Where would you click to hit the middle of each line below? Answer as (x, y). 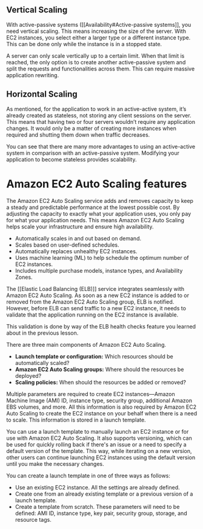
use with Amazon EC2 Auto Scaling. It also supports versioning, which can (99, 438)
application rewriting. (33, 75)
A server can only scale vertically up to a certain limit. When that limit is (95, 56)
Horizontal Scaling (42, 94)
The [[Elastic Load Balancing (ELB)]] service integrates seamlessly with (95, 288)
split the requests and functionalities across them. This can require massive (101, 69)
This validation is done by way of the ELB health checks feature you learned (101, 326)
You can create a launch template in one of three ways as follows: (88, 476)
